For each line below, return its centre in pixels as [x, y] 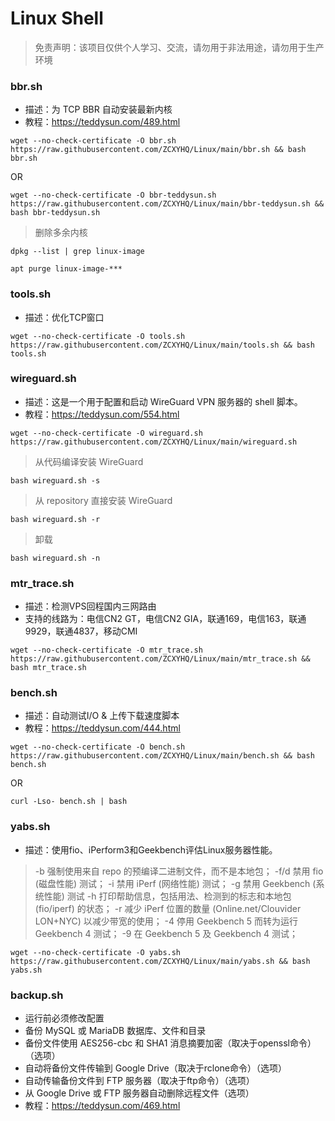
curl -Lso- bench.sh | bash [69, 802]
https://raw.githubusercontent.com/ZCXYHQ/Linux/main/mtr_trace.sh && [160, 659]
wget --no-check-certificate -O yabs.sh [96, 952]
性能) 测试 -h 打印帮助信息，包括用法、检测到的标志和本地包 [167, 896]
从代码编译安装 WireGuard [89, 461]
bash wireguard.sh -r [55, 519]
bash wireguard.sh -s [55, 480]
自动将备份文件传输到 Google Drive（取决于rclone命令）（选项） [155, 1068]
